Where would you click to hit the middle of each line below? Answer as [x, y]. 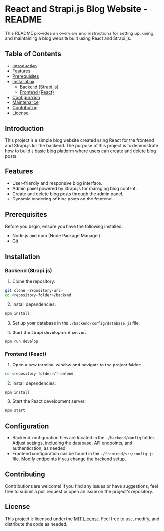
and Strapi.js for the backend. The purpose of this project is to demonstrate [82, 145]
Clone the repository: [34, 281]
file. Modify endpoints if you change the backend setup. [69, 459]
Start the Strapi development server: [49, 332]
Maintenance [26, 102]
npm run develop [22, 341]
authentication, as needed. [39, 448]
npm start [15, 411]
